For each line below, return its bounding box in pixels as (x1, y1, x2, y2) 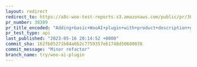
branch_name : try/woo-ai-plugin (5, 52, 85, 58)
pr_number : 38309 (5, 19, 48, 25)
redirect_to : (5, 14, 38, 20)
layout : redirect (5, 8, 48, 15)
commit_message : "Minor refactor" (5, 47, 91, 52)
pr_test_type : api (5, 30, 51, 36)
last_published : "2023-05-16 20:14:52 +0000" (5, 36, 119, 41)
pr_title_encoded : (5, 24, 51, 31)
